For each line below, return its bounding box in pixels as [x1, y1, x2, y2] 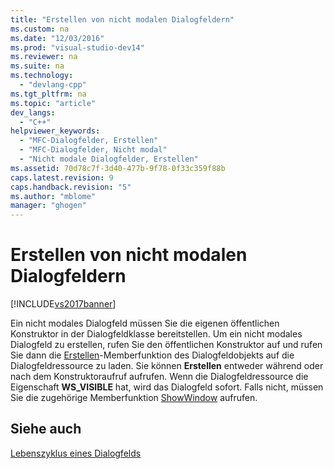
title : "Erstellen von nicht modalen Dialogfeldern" [10, 14, 235, 25]
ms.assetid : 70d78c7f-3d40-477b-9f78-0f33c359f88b [10, 163, 226, 173]
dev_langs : [10, 107, 56, 118]
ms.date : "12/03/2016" [10, 33, 105, 43]
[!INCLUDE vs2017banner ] [10, 298, 117, 310]
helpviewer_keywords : [10, 126, 101, 136]
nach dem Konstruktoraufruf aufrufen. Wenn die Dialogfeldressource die [10, 371, 309, 383]
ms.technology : [10, 71, 74, 81]
